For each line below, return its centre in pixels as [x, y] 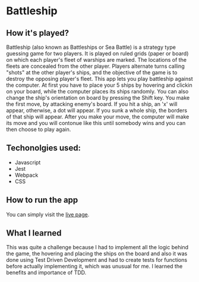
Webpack [26, 175]
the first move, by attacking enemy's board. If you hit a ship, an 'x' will [92, 104]
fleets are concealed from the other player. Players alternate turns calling [96, 66]
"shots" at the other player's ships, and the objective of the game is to [92, 72]
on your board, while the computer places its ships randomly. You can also [97, 91]
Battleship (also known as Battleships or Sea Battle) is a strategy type [91, 47]
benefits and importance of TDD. [46, 272]
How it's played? [38, 33]
